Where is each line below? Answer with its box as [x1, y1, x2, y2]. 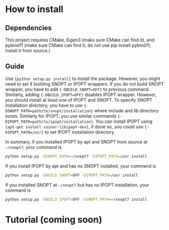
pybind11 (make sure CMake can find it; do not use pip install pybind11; [5, 42, 151, 48]
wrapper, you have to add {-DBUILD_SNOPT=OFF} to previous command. [5, 86, 150, 92]
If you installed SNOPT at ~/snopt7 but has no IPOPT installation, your [5, 182, 149, 188]
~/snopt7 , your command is [5, 144, 62, 150]
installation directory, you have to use [5, 102, 83, 108]
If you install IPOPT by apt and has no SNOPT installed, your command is [5, 163, 156, 169]
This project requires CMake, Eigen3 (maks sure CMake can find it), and [5, 37, 155, 43]
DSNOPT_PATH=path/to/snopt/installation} [5, 108, 94, 114]
